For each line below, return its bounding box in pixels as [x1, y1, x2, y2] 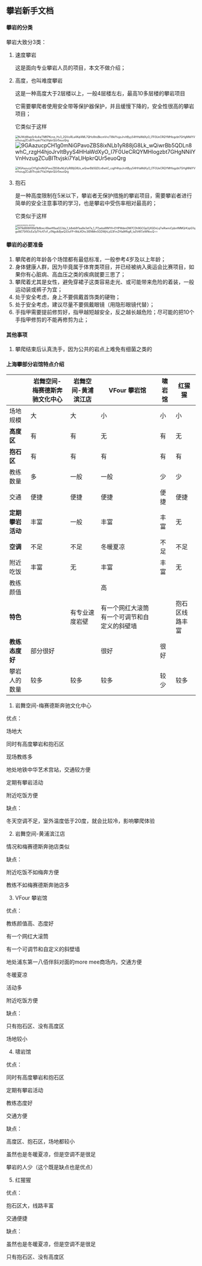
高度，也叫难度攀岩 [14, 77, 63, 84]
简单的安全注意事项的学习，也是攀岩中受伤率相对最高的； [14, 199, 158, 206]
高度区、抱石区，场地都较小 [6, 1138, 75, 1145]
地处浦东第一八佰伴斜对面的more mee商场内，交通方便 [6, 958, 142, 965]
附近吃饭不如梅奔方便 [6, 868, 59, 876]
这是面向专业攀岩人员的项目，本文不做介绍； [14, 64, 126, 71]
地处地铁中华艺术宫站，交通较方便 [6, 766, 91, 774]
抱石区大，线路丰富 [6, 1202, 54, 1209]
